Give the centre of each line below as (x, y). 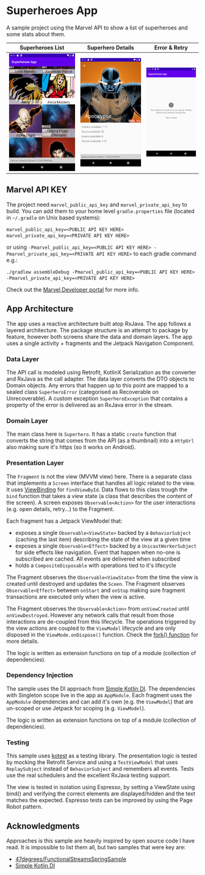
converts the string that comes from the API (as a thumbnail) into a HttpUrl (100, 441)
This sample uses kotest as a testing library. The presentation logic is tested (102, 756)
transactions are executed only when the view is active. (76, 597)
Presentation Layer (35, 463)
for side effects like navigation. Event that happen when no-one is (98, 552)
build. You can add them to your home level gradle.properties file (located (101, 211)
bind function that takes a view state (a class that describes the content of (99, 496)
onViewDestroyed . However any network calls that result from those (90, 615)
